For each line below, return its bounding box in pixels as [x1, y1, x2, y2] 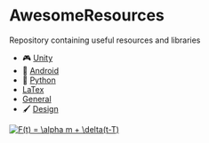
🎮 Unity [21, 52, 53, 63]
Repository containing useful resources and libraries [9, 35, 201, 45]
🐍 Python [21, 75, 56, 85]
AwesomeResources [9, 5, 165, 26]
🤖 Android [21, 65, 60, 75]
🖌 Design [21, 103, 60, 114]
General [21, 93, 52, 104]
